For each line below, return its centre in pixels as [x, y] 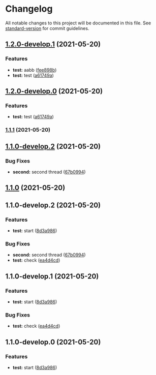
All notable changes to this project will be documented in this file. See [78, 23]
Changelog [29, 9]
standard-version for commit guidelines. [47, 28]
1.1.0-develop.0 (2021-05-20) [53, 342]
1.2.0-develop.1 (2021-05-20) [53, 44]
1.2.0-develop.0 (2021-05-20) [54, 91]
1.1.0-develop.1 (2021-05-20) [52, 276]
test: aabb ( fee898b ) [35, 70]
